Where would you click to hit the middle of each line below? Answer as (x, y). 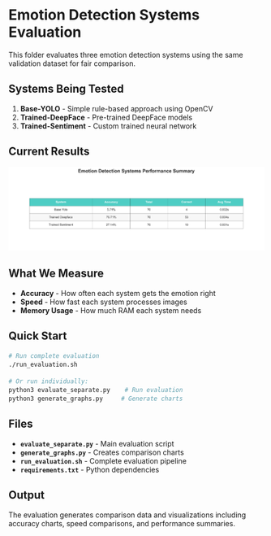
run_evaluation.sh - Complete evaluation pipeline (103, 460)
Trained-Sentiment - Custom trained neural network (108, 126)
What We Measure (56, 274)
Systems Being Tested (66, 89)
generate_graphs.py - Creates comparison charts (102, 452)
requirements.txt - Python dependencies (90, 469)
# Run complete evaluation (54, 355)
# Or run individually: (49, 381)
